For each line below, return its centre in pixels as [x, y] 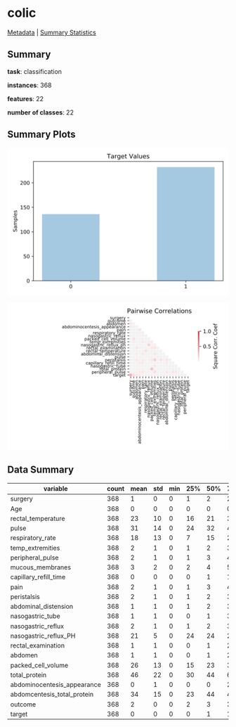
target [19, 714]
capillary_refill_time [38, 577]
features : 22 [26, 98]
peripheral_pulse [34, 558]
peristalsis [25, 596]
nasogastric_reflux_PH [43, 636]
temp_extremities [35, 548]
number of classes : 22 [40, 112]
